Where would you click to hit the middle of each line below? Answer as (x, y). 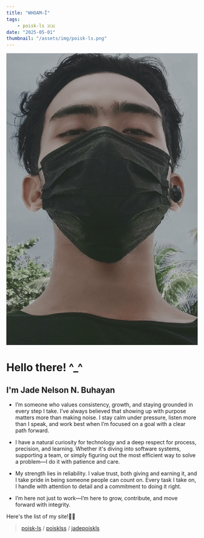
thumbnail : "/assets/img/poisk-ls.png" (57, 39)
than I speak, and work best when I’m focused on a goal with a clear (100, 424)
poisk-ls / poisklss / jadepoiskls (60, 528)
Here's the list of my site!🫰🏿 (41, 516)
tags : (13, 19)
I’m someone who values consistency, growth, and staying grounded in (104, 404)
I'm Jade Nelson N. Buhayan (61, 390)
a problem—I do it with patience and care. (67, 461)
